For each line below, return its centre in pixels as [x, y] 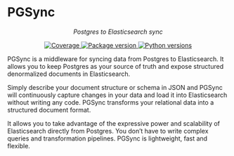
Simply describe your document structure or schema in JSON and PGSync [115, 87]
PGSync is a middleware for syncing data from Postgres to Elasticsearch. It [116, 59]
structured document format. [49, 110]
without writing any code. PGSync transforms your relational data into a [111, 102]
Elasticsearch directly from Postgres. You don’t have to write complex [108, 131]
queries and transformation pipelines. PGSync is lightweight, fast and [108, 138]
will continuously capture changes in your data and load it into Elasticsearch [117, 95]
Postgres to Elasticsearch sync [118, 32]
